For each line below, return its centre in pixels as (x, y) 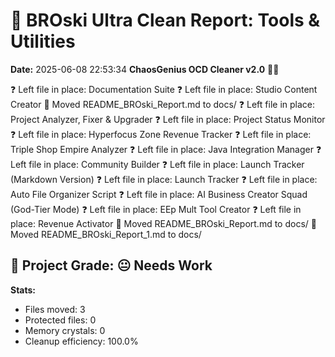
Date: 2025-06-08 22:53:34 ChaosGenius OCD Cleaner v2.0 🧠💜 (145, 69)
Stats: (23, 290)
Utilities (43, 41)
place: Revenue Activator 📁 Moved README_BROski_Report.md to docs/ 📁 (163, 223)
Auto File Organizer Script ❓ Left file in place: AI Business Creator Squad (159, 194)
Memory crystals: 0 (65, 330)
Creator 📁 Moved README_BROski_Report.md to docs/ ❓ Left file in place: (163, 104)
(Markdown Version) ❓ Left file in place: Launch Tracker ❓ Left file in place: (164, 179)
